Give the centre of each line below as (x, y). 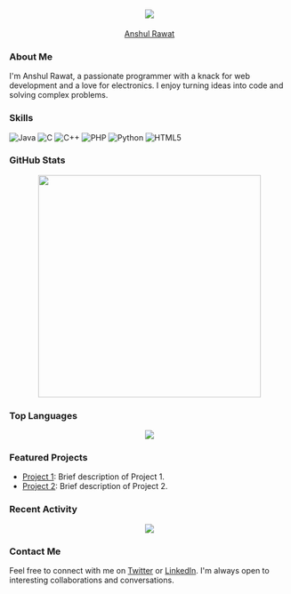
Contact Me (35, 551)
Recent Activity (44, 510)
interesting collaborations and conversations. (92, 580)
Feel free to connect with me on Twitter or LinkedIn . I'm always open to (139, 571)
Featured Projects (48, 458)
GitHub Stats (37, 160)
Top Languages (44, 415)
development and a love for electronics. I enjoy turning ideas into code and (146, 85)
